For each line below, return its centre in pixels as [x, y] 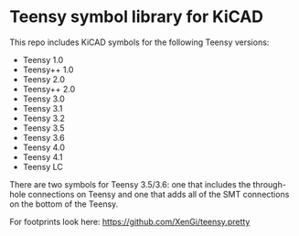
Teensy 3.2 [44, 118]
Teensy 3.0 [44, 99]
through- [269, 184]
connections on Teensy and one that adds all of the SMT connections [159, 194]
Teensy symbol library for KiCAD [136, 17]
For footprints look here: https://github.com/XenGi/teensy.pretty [130, 221]
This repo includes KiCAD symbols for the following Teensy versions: [139, 42]
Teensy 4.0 [44, 147]
